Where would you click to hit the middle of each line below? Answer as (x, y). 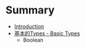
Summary (30, 10)
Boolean (33, 40)
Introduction (29, 26)
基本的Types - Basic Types (47, 33)
